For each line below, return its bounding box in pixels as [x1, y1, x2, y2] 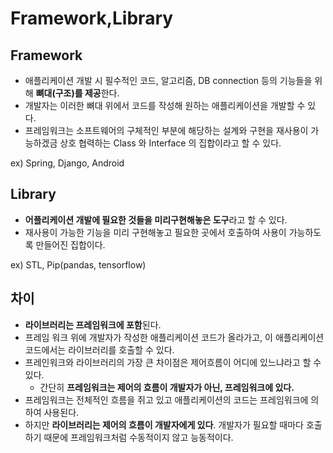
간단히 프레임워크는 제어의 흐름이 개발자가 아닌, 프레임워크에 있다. [39, 381, 295, 393]
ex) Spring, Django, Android [10, 157, 125, 169]
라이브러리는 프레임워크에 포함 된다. [24, 318, 162, 331]
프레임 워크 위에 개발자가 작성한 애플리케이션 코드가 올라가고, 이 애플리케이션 [24, 331, 325, 343]
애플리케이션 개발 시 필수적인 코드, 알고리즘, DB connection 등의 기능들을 [24, 75, 313, 86]
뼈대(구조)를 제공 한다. [35, 87, 120, 99]
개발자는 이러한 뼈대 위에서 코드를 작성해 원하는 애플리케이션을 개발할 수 [24, 100, 306, 111]
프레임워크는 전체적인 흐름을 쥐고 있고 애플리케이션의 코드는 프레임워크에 [24, 393, 309, 406]
